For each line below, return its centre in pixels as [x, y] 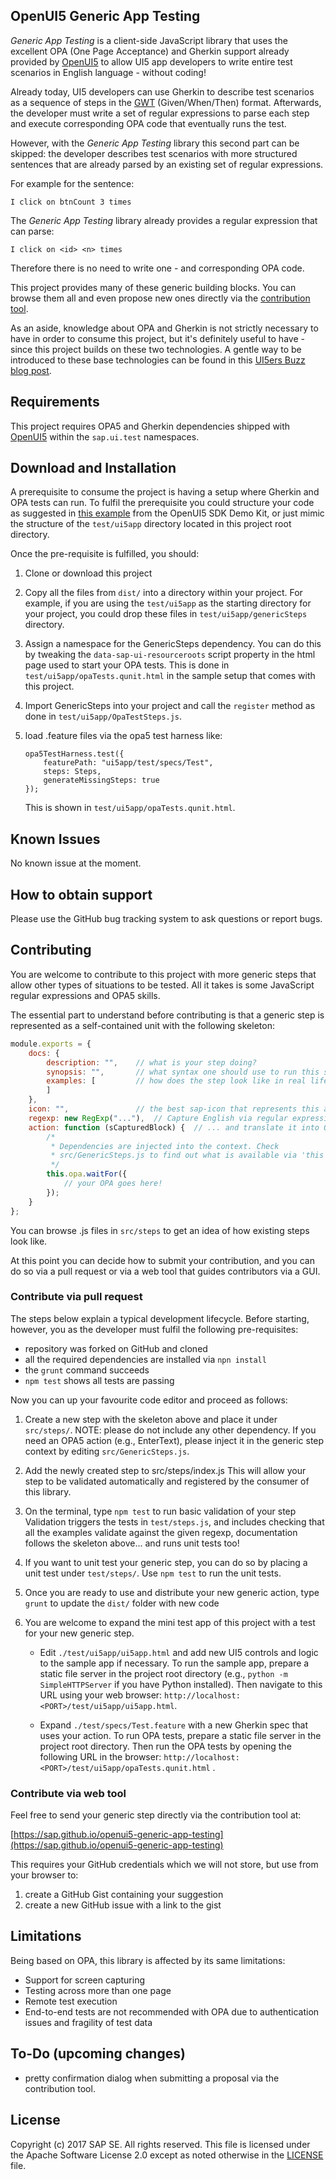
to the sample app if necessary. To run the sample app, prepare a [174, 1663]
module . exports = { [51, 1044]
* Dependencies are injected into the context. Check [165, 1146]
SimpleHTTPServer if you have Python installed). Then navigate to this [181, 1684]
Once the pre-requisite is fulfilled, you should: [105, 554]
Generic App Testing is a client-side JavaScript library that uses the [149, 40]
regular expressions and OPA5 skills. [85, 995]
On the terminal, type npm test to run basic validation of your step [160, 1511]
